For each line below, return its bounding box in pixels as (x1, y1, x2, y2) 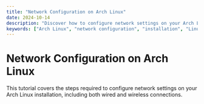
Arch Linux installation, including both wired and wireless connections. (6, 91, 183, 99)
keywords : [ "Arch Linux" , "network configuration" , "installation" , (6, 25, 183, 32)
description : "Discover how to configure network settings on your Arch (6, 20, 194, 26)
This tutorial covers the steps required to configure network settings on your (6, 85, 197, 92)
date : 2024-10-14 (6, 15, 50, 21)
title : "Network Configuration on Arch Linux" (6, 8, 126, 15)
